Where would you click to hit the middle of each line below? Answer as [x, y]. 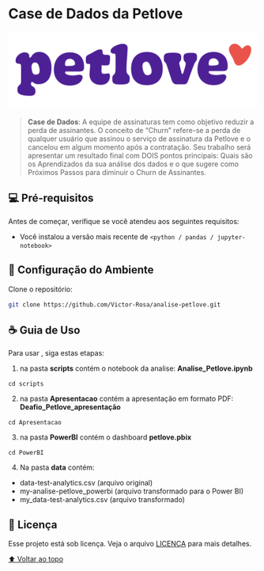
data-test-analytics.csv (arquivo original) [86, 483]
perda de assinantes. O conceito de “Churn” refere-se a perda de [134, 130]
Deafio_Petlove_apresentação [70, 407]
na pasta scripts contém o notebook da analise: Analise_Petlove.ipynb [136, 368]
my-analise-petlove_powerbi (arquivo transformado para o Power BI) [132, 491]
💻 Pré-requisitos [51, 198]
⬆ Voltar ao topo [36, 559]
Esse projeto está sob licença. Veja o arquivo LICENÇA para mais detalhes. [130, 544]
